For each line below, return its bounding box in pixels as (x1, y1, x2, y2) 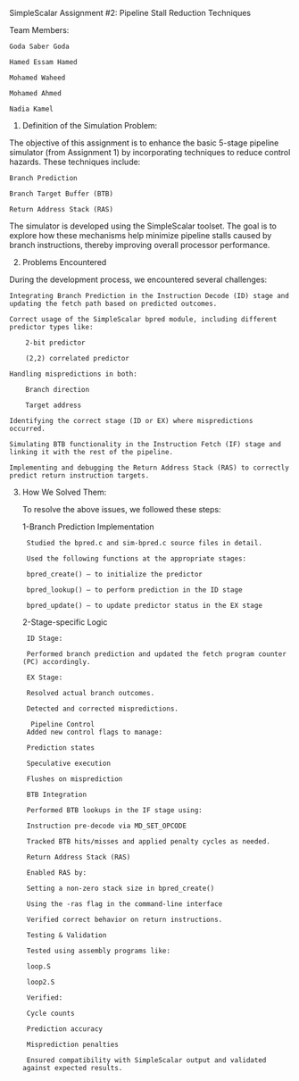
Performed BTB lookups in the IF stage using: (26, 806, 203, 815)
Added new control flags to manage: (26, 728, 163, 736)
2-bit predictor (25, 338, 87, 347)
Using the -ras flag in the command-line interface (26, 900, 223, 909)
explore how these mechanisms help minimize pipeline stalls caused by (9, 230, 272, 240)
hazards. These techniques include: (9, 156, 141, 167)
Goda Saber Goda (9, 42, 70, 51)
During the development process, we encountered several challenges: (9, 274, 268, 285)
